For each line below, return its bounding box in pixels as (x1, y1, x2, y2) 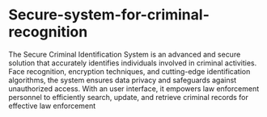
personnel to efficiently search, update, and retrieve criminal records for (8, 92, 249, 102)
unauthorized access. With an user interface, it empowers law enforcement (8, 83, 260, 94)
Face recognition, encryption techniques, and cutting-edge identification (8, 66, 251, 76)
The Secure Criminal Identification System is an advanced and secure (8, 49, 241, 59)
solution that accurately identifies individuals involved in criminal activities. (8, 58, 257, 68)
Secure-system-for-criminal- (8, 6, 210, 24)
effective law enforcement (8, 101, 96, 111)
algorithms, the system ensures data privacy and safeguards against (8, 75, 237, 85)
